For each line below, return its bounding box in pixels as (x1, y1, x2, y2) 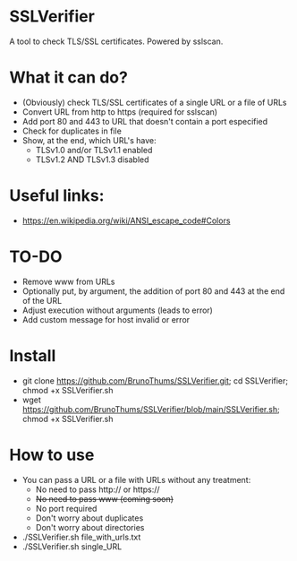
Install (9, 345, 56, 366)
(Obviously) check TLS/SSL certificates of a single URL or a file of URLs (21, 97, 288, 108)
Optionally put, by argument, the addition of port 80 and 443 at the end (21, 285, 285, 297)
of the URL (21, 295, 63, 306)
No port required (35, 503, 98, 514)
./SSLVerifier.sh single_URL (21, 540, 123, 552)
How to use (9, 444, 95, 465)
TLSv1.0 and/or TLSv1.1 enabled (35, 144, 153, 155)
